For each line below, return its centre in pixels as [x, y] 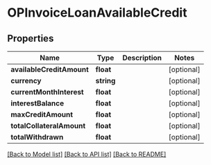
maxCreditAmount [42, 114]
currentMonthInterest [48, 92]
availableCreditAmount [50, 69]
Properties [31, 38]
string [105, 81]
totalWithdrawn [37, 137]
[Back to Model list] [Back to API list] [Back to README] [87, 154]
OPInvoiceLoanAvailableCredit [97, 13]
